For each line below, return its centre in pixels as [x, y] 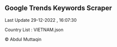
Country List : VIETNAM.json [34, 30]
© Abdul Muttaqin [23, 39]
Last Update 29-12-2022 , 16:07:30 [41, 20]
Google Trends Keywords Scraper [58, 8]
